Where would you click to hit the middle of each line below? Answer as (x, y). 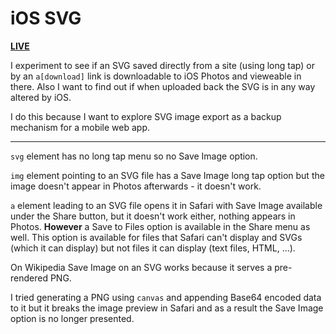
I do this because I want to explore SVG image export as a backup (146, 116)
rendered (29, 278)
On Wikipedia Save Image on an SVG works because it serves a (141, 267)
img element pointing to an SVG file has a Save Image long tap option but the (167, 175)
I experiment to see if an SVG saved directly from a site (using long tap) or (162, 65)
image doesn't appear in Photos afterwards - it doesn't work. (136, 186)
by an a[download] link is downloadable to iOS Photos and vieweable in (156, 76)
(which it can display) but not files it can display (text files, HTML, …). (153, 248)
